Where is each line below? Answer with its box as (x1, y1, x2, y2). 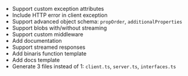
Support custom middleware (12, 31, 83, 38)
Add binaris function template (12, 50, 87, 57)
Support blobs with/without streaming (12, 24, 108, 31)
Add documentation (12, 37, 62, 44)
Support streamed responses (12, 43, 86, 51)
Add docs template (12, 57, 60, 63)
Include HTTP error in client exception (12, 11, 108, 19)
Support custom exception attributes (12, 5, 105, 12)
